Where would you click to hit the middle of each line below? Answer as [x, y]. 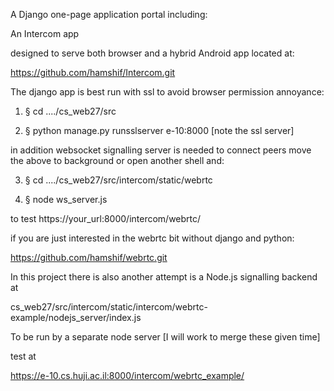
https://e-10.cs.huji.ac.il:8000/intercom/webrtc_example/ [127, 375]
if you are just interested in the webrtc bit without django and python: [152, 238]
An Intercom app [45, 33]
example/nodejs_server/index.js [76, 317]
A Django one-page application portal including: [109, 14]
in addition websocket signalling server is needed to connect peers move [161, 150]
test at [23, 356]
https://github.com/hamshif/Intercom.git [93, 72]
